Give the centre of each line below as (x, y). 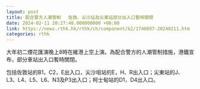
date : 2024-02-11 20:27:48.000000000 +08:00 (63, 23)
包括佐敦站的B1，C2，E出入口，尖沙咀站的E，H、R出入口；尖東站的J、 (95, 72)
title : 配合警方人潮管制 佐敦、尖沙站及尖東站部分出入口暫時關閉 (80, 17)
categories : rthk (28, 34)
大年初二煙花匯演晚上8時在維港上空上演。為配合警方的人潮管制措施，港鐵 (98, 52)
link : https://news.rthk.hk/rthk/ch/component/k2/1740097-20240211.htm (98, 29)
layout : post (23, 12)
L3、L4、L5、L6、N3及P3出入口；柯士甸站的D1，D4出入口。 (83, 80)
